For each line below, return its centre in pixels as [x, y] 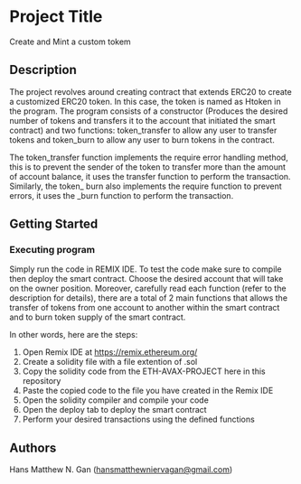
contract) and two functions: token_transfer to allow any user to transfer [143, 130]
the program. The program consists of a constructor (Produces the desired [149, 111]
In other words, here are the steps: [74, 335]
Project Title [56, 17]
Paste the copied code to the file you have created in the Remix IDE [148, 391]
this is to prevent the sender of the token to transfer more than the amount [148, 167]
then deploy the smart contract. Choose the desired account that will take [146, 279]
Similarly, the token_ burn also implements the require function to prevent [146, 186]
